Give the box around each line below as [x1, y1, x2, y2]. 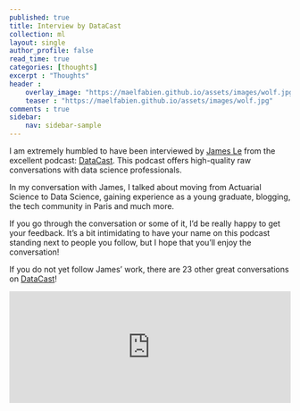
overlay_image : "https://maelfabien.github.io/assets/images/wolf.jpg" [25, 88, 297, 96]
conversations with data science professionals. [9, 164, 182, 175]
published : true [9, 13, 70, 22]
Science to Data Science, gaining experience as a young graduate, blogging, [9, 191, 291, 202]
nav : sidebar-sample [25, 122, 102, 130]
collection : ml [9, 29, 66, 38]
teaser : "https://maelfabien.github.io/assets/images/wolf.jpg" [25, 96, 274, 105]
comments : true [9, 105, 70, 113]
